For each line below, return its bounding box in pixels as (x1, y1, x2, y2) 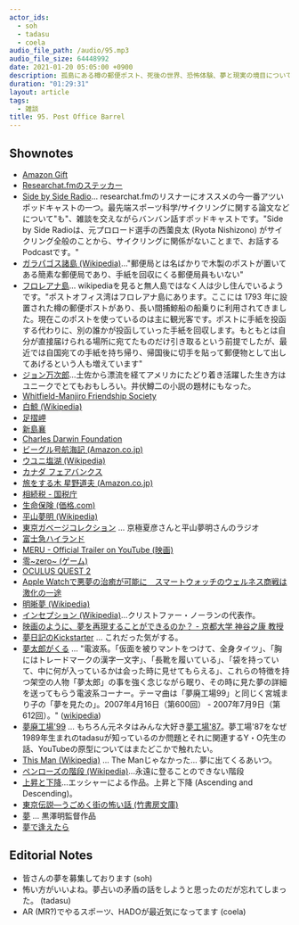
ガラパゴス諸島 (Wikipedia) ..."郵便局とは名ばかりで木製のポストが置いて (21, 258, 287, 268)
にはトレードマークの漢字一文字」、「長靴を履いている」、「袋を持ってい (21, 654, 279, 665)
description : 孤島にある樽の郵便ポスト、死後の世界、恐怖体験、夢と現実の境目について (9, 71, 293, 80)
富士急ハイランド (21, 533, 85, 544)
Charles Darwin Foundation (21, 434, 123, 444)
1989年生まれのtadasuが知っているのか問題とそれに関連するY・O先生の (21, 732, 287, 743)
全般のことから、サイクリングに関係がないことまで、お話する (53, 235, 279, 246)
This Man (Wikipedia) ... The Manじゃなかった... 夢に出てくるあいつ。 (21, 755, 278, 765)
